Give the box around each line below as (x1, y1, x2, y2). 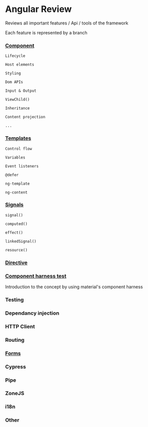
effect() (5, 230, 23, 235)
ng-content (5, 190, 28, 195)
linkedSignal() (5, 238, 37, 244)
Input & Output (5, 88, 37, 93)
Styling (5, 71, 21, 76)
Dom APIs (5, 80, 23, 85)
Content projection (5, 115, 46, 120)
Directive (5, 259, 28, 266)
